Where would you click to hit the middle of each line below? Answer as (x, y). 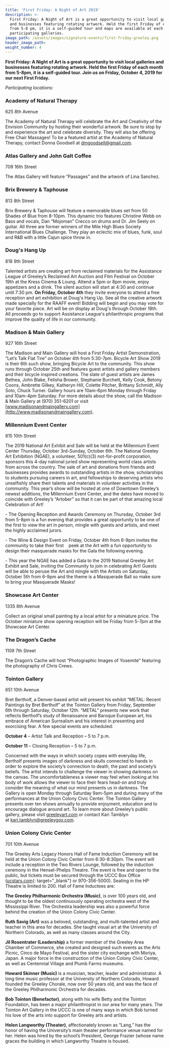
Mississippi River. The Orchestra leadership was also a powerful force (77, 906)
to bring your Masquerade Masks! (40, 582)
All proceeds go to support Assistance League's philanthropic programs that (84, 314)
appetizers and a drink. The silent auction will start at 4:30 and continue (80, 287)
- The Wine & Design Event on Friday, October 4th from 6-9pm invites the (81, 540)
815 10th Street (21, 436)
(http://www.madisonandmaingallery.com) (49, 412)
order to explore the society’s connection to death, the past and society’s (81, 766)
